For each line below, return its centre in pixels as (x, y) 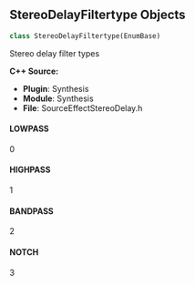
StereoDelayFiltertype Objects (97, 15)
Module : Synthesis (58, 98)
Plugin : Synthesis (56, 88)
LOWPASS (29, 129)
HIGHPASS (30, 170)
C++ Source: (34, 71)
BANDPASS (31, 211)
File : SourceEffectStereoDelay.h (82, 107)
